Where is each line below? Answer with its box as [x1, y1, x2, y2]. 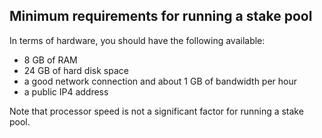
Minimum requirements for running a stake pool [9, 8, 313, 25]
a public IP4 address [23, 85, 109, 98]
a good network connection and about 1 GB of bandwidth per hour [23, 75, 298, 87]
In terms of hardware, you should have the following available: [9, 34, 266, 46]
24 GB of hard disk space [23, 64, 129, 76]
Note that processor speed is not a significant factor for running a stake [9, 105, 304, 117]
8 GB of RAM [23, 54, 78, 66]
